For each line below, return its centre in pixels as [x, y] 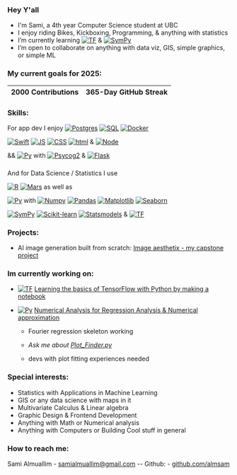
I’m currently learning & [60, 40]
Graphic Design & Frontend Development [77, 415]
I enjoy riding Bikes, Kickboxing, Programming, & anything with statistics [123, 33]
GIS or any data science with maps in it [74, 400]
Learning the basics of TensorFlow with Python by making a [122, 289]
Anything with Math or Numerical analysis [79, 423]
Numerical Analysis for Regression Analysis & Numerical [116, 310]
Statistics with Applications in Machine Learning [87, 392]
